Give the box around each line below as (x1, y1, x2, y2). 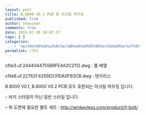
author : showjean (5, 21, 41, 26)
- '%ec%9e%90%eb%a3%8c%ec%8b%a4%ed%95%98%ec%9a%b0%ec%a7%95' (14, 44, 142, 49)
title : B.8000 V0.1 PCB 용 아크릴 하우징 (5, 12, 84, 17)
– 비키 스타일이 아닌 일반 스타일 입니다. (5, 94, 80, 100)
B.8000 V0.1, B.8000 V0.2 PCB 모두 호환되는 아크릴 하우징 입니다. (5, 83, 134, 89)
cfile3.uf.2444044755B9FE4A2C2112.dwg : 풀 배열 (5, 62, 107, 68)
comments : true (5, 26, 36, 30)
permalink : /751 (5, 48, 38, 53)
